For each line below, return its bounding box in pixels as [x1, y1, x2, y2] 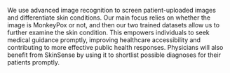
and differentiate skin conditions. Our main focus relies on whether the [7, 13, 211, 22]
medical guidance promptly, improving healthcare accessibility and [7, 36, 201, 44]
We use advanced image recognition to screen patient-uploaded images [7, 6, 216, 14]
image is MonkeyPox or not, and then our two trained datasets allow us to [7, 21, 219, 29]
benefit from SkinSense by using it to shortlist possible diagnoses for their [7, 51, 221, 59]
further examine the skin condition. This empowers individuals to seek [7, 28, 210, 36]
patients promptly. [7, 58, 60, 66]
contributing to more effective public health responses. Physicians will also [7, 44, 224, 51]
